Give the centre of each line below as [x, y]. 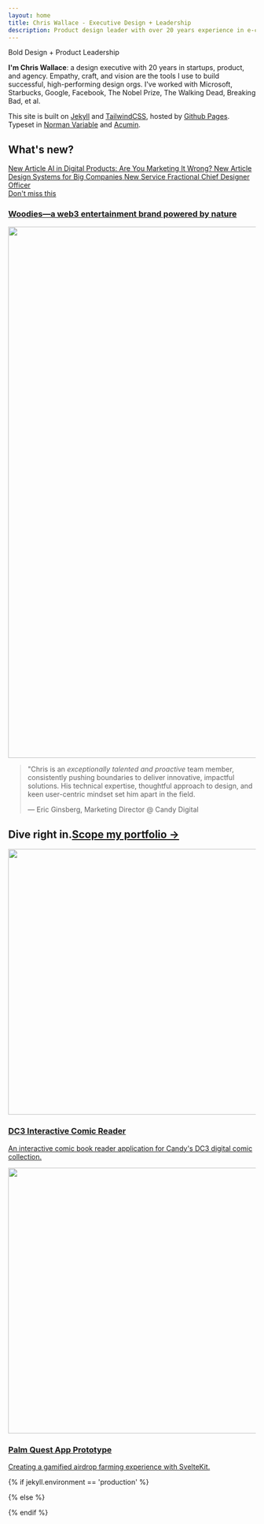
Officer [20, 185]
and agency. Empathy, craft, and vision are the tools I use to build [114, 76]
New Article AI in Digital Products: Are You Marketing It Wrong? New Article [130, 168]
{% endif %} [28, 1512]
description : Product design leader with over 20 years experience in [126, 30]
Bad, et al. [24, 101]
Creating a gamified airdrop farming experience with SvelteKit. [109, 1467]
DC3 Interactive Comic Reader [67, 1131]
